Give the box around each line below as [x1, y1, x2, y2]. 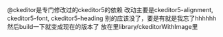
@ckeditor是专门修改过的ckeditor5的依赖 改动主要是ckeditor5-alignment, [7, 6, 214, 13]
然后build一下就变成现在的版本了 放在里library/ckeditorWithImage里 [7, 23, 198, 30]
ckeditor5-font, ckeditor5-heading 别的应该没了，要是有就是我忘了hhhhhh [7, 14, 217, 22]
